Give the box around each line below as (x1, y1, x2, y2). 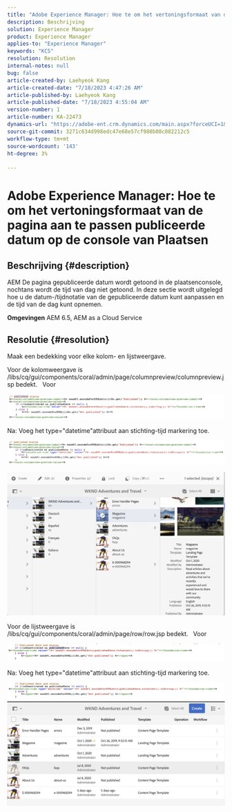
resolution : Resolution (7, 55, 76, 62)
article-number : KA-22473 (7, 114, 81, 121)
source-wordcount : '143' (7, 143, 79, 150)
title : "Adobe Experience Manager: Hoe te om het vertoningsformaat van (7, 11, 221, 18)
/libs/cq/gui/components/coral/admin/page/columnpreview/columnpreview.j (7, 373, 224, 381)
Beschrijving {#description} (7, 260, 130, 272)
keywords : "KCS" (7, 48, 54, 55)
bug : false (7, 69, 39, 76)
